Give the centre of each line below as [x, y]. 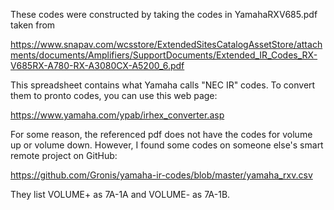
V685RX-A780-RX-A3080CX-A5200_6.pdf [97, 65]
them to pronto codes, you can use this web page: [114, 95]
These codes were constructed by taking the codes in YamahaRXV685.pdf [164, 14]
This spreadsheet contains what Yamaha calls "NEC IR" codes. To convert [163, 85]
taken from [33, 25]
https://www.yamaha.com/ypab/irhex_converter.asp [117, 115]
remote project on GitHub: [64, 155]
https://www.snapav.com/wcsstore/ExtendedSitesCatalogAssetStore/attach [166, 44]
